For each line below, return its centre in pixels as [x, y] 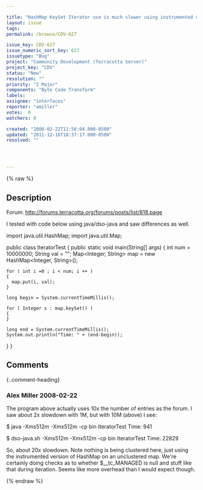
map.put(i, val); [34, 282]
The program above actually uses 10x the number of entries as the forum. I [99, 408]
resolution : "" [25, 79]
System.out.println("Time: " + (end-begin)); [64, 335]
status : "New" [24, 73]
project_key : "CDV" [31, 67]
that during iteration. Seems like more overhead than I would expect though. [101, 469]
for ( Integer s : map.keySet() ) [50, 308]
